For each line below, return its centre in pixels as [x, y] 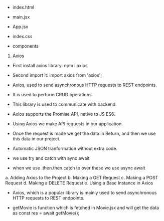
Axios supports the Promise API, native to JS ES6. [64, 114]
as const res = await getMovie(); [46, 213]
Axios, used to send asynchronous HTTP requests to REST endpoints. [85, 85]
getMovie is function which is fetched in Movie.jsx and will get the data [86, 208]
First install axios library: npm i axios [50, 65]
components [25, 46]
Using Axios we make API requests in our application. [67, 124]
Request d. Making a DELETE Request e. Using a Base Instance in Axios [79, 183]
